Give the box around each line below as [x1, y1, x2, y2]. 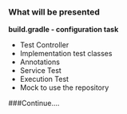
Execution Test [19, 75, 69, 84]
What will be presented [8, 6, 100, 18]
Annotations [19, 57, 60, 67]
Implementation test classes [19, 49, 113, 59]
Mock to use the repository [19, 83, 109, 92]
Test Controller [19, 40, 69, 50]
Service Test [19, 66, 62, 75]
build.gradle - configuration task [8, 25, 119, 35]
